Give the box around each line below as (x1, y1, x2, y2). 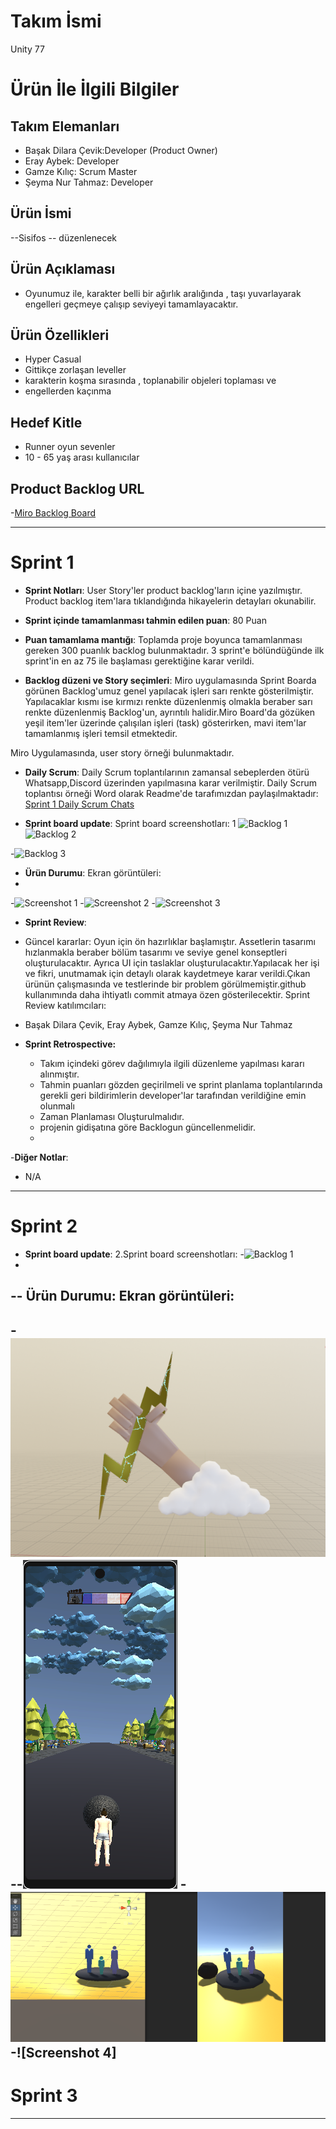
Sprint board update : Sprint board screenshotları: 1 (24, 817, 237, 829)
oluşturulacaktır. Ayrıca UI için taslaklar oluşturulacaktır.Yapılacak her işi (24, 956, 320, 969)
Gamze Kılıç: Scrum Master (24, 165, 138, 177)
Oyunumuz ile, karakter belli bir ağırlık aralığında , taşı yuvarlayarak (24, 287, 302, 299)
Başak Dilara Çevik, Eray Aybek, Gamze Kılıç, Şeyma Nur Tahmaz (24, 1018, 293, 1030)
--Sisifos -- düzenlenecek (10, 231, 117, 244)
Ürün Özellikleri (10, 326, 110, 344)
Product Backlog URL (10, 480, 145, 497)
